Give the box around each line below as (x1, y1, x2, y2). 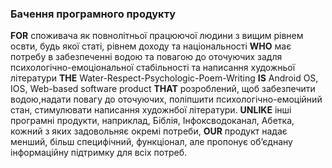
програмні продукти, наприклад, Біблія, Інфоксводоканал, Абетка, (10, 115, 295, 127)
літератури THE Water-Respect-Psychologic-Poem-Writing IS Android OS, (10, 72, 319, 84)
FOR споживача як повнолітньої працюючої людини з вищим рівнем (10, 30, 304, 42)
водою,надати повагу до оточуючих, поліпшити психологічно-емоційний (10, 93, 323, 106)
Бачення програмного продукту (10, 7, 177, 21)
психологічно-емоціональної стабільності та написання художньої (10, 62, 296, 74)
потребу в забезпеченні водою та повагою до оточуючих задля (10, 51, 283, 63)
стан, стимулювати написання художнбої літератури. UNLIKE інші (10, 104, 292, 116)
